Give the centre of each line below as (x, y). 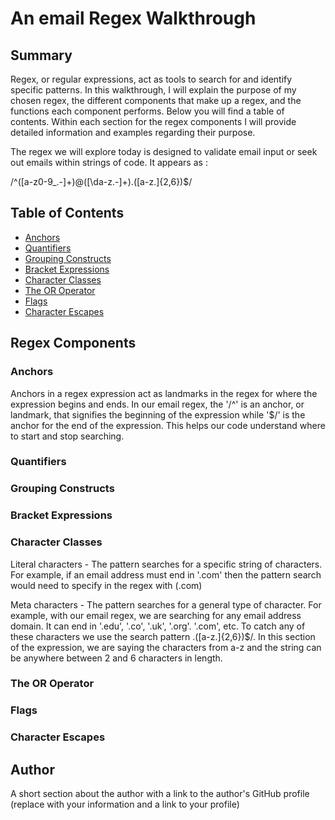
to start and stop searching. (67, 436)
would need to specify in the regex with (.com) (106, 585)
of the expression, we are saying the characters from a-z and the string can (166, 647)
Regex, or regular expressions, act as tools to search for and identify (151, 79)
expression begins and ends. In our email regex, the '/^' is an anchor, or (157, 404)
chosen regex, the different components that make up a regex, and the (156, 100)
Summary (41, 55)
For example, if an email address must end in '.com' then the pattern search (166, 574)
